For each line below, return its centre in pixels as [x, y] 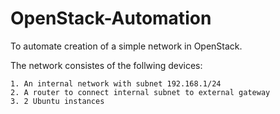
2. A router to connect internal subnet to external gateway [140, 92]
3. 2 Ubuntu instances [57, 101]
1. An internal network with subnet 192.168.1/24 [116, 83]
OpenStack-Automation [111, 18]
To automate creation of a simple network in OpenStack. [126, 46]
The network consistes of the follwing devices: [106, 65]
